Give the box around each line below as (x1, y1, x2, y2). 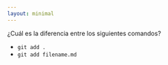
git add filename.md (17, 51, 77, 58)
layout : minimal (7, 10, 54, 17)
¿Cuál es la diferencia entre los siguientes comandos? (7, 29, 162, 37)
